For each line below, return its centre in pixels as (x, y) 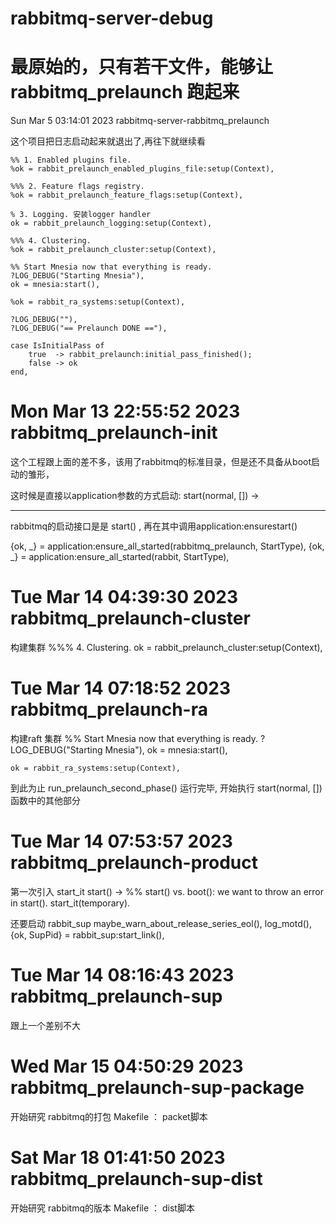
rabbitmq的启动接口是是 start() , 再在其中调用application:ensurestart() (154, 526)
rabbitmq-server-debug (112, 18)
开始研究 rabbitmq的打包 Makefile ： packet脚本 (109, 1116)
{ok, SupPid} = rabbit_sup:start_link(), (87, 934)
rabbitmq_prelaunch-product (134, 863)
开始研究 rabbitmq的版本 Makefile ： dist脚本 (102, 1208)
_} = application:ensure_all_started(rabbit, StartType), (120, 557)
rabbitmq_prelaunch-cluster (130, 618)
